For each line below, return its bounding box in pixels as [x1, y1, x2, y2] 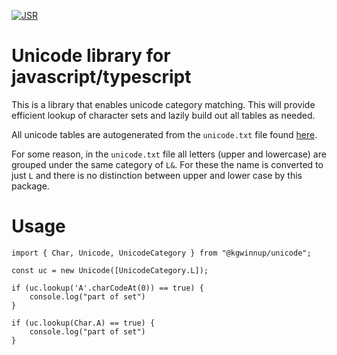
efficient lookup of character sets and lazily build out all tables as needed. [11, 109, 316, 121]
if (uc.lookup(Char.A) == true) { [11, 318, 156, 328]
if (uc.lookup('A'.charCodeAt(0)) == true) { [11, 283, 204, 293]
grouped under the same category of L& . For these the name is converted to [11, 158, 324, 170]
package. [11, 180, 50, 192]
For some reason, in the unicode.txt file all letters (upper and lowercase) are [11, 148, 327, 160]
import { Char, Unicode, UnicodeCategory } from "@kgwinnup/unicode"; [11, 248, 312, 258]
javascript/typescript [11, 66, 192, 89]
